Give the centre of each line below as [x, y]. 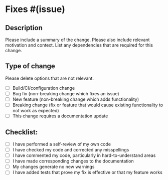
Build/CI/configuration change [44, 88]
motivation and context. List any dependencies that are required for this [79, 45]
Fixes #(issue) [35, 9]
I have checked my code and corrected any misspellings [71, 150]
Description [24, 28]
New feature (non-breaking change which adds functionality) [76, 99]
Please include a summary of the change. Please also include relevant [77, 40]
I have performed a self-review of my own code [62, 144]
